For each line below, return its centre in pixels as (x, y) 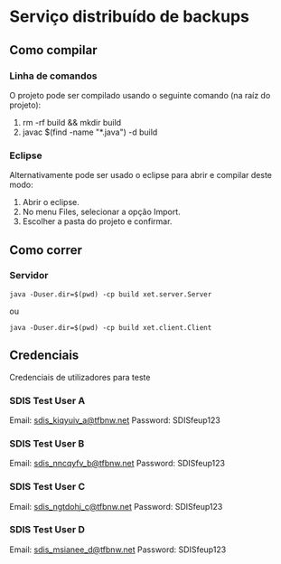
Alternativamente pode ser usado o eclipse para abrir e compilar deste (141, 175)
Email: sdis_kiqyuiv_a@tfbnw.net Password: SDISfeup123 (115, 420)
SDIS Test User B (47, 443)
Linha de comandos (53, 76)
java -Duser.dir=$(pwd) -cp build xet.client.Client (111, 327)
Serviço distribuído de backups (130, 17)
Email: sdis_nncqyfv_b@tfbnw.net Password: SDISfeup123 (117, 464)
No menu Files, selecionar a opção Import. (101, 212)
